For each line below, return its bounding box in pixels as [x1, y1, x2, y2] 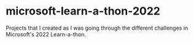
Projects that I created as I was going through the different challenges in [6, 24, 188, 31]
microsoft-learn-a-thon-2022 [6, 4, 161, 18]
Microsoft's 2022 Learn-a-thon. [6, 30, 87, 38]
